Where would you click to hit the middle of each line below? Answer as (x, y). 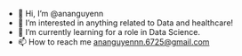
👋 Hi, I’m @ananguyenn (60, 14)
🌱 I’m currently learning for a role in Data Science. (109, 32)
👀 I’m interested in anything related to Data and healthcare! (125, 23)
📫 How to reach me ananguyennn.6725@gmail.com (113, 42)
